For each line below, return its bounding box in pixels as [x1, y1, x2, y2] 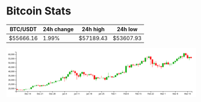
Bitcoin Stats [6, 4, 72, 18]
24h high [81, 26, 105, 33]
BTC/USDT [10, 26, 37, 33]
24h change [43, 26, 74, 33]
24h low [116, 26, 138, 33]
